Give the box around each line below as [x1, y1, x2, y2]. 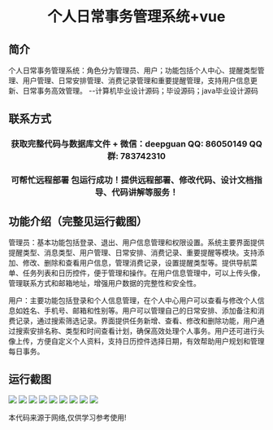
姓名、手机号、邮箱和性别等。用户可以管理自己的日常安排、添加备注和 [22, 306, 258, 316]
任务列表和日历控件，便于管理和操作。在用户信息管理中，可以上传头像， [22, 268, 265, 278]
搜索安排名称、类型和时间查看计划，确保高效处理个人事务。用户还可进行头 [15, 327, 265, 336]
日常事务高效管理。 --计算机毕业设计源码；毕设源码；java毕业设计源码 [22, 86, 258, 95]
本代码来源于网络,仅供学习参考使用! [8, 412, 128, 422]
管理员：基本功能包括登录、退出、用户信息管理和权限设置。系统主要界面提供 [8, 238, 265, 248]
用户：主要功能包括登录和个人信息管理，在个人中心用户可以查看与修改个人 [8, 296, 258, 305]
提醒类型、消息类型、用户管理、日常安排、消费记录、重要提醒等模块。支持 [8, 248, 258, 257]
